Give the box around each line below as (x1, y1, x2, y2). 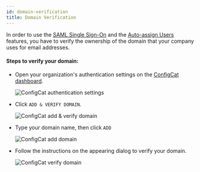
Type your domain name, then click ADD (14, 124, 112, 131)
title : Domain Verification (6, 14, 77, 20)
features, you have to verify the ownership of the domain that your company (6, 37, 195, 45)
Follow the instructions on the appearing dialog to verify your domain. (14, 147, 187, 154)
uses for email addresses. (6, 43, 70, 51)
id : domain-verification (6, 8, 68, 15)
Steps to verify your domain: (6, 58, 79, 65)
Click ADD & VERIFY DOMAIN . (14, 100, 82, 108)
